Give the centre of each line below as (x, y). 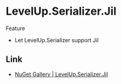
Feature (15, 28)
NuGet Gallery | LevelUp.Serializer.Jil (61, 74)
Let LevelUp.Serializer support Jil (56, 40)
